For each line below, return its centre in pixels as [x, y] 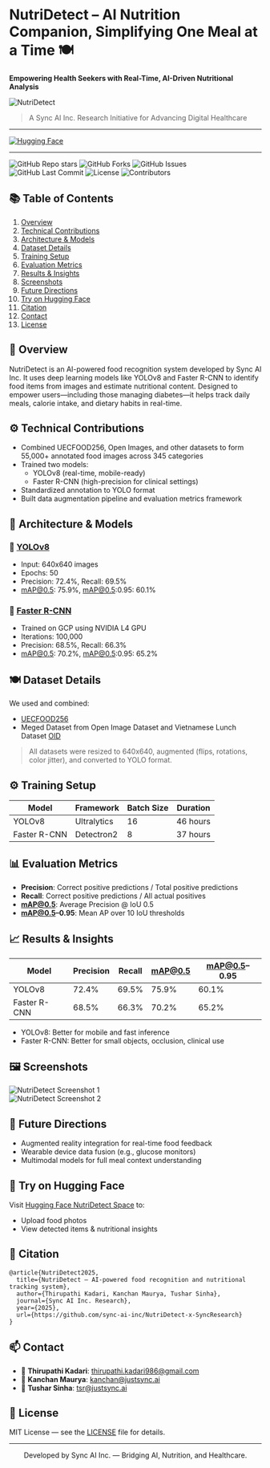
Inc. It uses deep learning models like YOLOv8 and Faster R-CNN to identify [134, 377]
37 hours [193, 834]
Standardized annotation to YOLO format [88, 490]
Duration [193, 807]
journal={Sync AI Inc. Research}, [74, 1301]
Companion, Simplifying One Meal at [134, 32]
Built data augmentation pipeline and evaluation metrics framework [131, 498]
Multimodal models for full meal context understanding [111, 1161]
